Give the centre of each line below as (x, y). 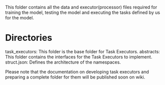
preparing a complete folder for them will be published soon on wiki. (75, 77)
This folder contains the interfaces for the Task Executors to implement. (79, 57)
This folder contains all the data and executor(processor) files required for (81, 7)
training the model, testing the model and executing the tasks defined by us (83, 12)
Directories (29, 38)
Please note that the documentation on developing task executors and (77, 72)
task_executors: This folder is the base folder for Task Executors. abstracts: (83, 51)
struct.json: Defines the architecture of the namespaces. (63, 62)
